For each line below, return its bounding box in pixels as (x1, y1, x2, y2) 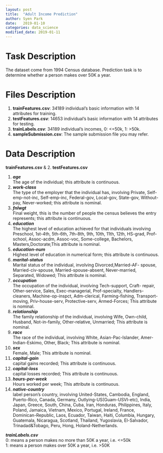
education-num (12, 246, 45, 252)
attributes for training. (12, 110, 57, 116)
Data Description (5, 148, 76, 159)
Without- (141, 195, 159, 200)
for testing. (12, 120, 35, 127)
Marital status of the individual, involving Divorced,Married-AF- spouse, (12, 262, 157, 268)
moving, (12, 298, 29, 304)
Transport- (136, 293, 158, 299)
